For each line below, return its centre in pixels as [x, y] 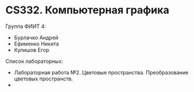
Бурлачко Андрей [36, 37]
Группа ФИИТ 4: [26, 26]
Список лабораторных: [34, 61]
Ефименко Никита [36, 44]
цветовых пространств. [44, 79]
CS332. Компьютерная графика [88, 10]
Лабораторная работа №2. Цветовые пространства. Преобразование [101, 72]
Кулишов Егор [32, 49]
